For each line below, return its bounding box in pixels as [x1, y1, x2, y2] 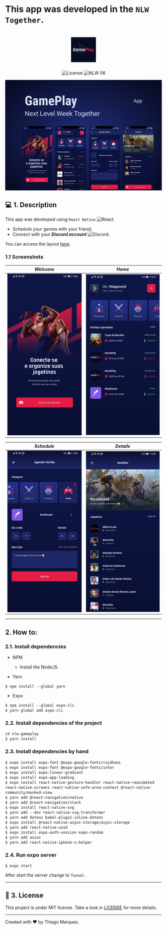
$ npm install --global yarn [5, 684, 66, 689]
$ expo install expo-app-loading [5, 775, 75, 780]
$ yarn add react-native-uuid [5, 825, 68, 830]
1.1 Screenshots [5, 254, 44, 261]
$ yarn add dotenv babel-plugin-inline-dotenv [5, 815, 103, 820]
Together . [5, 14, 44, 25]
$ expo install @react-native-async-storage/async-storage [5, 820, 130, 825]
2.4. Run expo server [5, 851, 57, 858]
